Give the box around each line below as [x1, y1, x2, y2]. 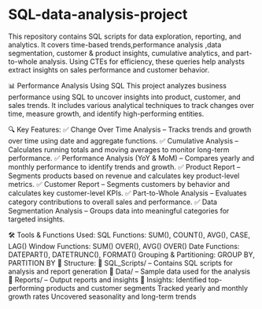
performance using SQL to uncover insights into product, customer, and [8, 92, 242, 102]
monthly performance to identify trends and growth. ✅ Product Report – [8, 162, 241, 171]
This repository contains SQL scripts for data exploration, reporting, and [8, 32, 242, 41]
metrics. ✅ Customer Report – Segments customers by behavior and [8, 179, 231, 188]
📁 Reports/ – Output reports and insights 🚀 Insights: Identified [8, 274, 207, 285]
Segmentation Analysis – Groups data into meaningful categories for [8, 206, 230, 215]
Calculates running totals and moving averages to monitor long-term [8, 144, 230, 154]
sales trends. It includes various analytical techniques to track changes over [8, 100, 254, 110]
